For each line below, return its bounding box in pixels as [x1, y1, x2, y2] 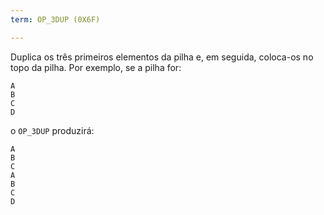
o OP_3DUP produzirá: [10, 124, 95, 136]
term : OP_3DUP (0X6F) [10, 14, 101, 25]
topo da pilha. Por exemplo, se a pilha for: [10, 61, 182, 73]
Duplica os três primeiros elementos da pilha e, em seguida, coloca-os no [10, 51, 314, 63]
